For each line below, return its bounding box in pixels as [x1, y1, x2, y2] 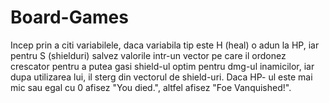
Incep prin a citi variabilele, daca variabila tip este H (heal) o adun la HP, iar [10, 39, 320, 51]
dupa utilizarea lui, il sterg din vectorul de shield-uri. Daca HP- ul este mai [10, 71, 313, 83]
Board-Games [10, 6, 129, 29]
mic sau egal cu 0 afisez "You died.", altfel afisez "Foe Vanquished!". [10, 81, 292, 93]
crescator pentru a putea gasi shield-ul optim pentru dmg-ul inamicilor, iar [10, 60, 315, 72]
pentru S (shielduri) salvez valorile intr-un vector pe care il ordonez [10, 49, 287, 61]
